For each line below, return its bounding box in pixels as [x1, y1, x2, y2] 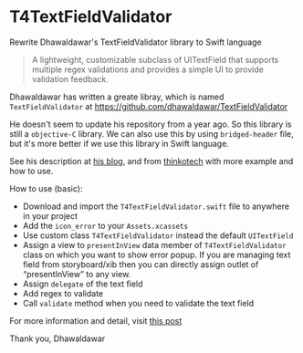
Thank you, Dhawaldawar [9, 333, 106, 344]
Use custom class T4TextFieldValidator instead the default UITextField [22, 230, 294, 241]
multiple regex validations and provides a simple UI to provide [31, 64, 265, 75]
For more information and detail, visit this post [9, 315, 183, 326]
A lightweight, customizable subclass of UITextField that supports [31, 54, 279, 65]
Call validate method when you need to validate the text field [22, 297, 255, 308]
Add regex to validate [22, 287, 104, 298]
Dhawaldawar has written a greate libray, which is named [9, 91, 225, 102]
